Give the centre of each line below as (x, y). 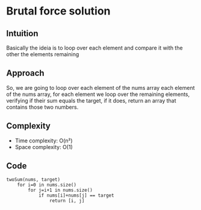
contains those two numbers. (42, 107)
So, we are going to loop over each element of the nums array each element (100, 87)
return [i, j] (67, 201)
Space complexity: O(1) (44, 147)
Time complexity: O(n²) (44, 141)
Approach (25, 73)
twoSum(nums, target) (33, 180)
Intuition (22, 33)
